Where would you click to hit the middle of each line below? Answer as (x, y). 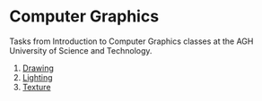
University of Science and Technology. (81, 50)
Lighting (37, 77)
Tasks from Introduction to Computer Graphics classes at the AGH (131, 41)
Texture (36, 87)
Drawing (38, 68)
